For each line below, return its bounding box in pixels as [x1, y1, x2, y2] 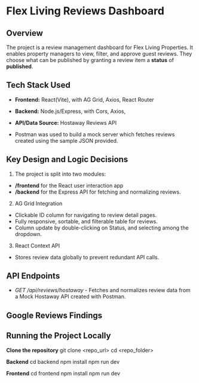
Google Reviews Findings [6, 310, 103, 320]
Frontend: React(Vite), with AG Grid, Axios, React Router [14, 96, 154, 103]
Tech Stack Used [6, 80, 71, 90]
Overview [6, 28, 44, 38]
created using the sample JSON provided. [14, 137, 118, 144]
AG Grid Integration [14, 200, 63, 207]
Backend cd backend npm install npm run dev [6, 358, 120, 365]
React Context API [14, 242, 60, 249]
